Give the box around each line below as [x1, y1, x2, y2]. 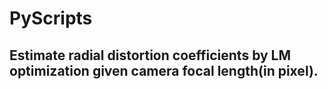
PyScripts [9, 7, 93, 30]
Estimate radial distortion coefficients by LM [9, 47, 292, 64]
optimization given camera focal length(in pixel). [9, 62, 319, 79]
